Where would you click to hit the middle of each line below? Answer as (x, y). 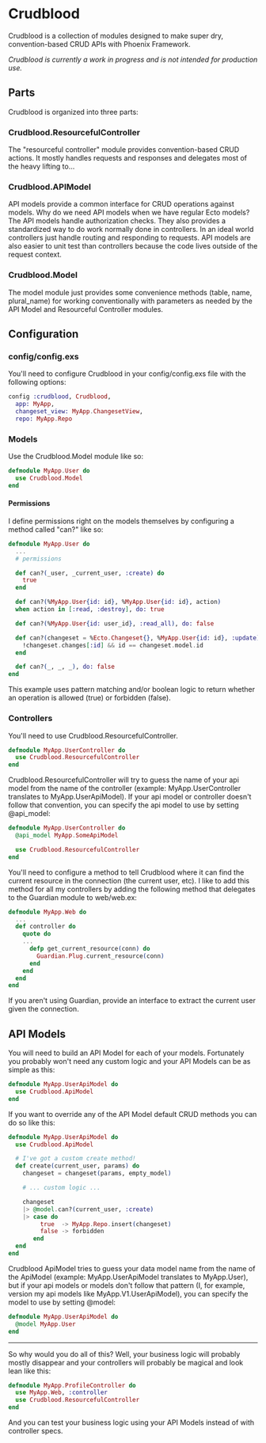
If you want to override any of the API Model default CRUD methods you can (133, 1114)
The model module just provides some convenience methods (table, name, (130, 292)
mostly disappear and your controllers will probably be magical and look (126, 1362)
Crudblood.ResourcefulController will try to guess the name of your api (124, 780)
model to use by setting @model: (62, 1302)
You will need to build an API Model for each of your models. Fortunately (126, 1053)
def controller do (46, 927)
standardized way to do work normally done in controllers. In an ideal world (131, 230)
